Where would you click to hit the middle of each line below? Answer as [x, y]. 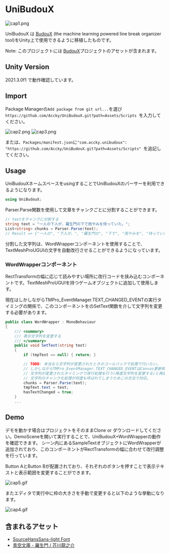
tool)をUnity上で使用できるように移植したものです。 [59, 40]
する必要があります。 [27, 312]
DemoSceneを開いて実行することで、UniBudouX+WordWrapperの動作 [87, 436]
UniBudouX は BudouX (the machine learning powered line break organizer [83, 33]
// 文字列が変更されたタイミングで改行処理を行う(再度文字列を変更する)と [91, 373]
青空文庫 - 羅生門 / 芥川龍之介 [44, 545]
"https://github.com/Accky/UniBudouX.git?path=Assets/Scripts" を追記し [83, 148]
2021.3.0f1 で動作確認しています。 [41, 80]
